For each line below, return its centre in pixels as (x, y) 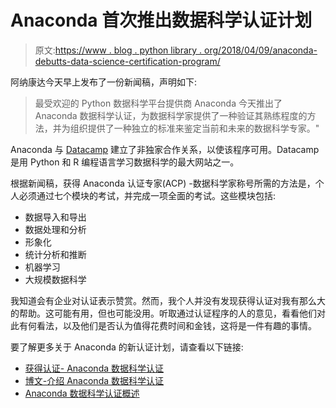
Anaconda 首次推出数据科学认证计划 (161, 20)
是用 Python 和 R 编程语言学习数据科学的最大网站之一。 (125, 162)
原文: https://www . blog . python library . (118, 50)
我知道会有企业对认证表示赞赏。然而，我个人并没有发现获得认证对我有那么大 (168, 300)
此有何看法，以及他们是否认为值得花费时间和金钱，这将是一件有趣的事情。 (163, 325)
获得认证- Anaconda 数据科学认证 (94, 368)
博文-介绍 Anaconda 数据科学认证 (94, 380)
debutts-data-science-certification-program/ (127, 61)
